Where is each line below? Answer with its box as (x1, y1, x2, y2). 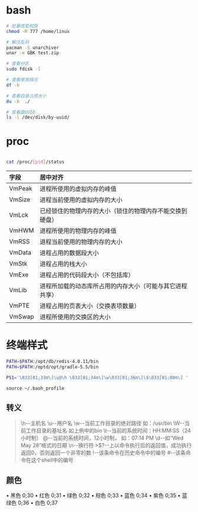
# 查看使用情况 (6, 77, 38, 83)
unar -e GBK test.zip (6, 50, 60, 56)
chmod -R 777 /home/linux (6, 28, 70, 34)
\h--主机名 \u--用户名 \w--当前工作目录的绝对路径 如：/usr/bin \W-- (20, 419, 184, 427)
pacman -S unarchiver (6, 45, 60, 51)
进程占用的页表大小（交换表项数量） (39, 302, 140, 310)
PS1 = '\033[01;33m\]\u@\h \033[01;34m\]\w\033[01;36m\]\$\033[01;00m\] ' (6, 375, 189, 381)
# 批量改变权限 (6, 23, 38, 29)
